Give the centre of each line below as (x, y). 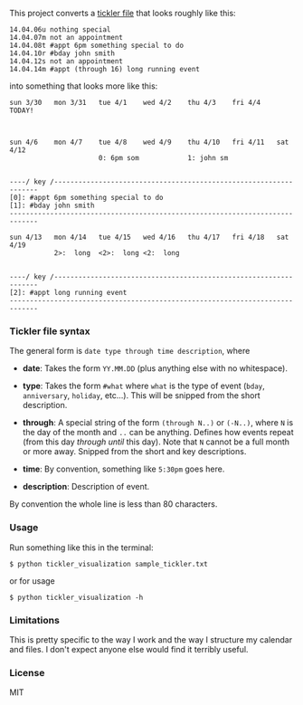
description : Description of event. (86, 487)
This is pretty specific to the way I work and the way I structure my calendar (151, 639)
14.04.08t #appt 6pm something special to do (96, 45)
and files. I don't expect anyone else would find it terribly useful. (129, 649)
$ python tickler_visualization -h (76, 597)
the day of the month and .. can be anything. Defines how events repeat (158, 433)
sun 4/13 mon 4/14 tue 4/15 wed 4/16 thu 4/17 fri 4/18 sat (149, 237)
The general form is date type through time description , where (130, 351)
